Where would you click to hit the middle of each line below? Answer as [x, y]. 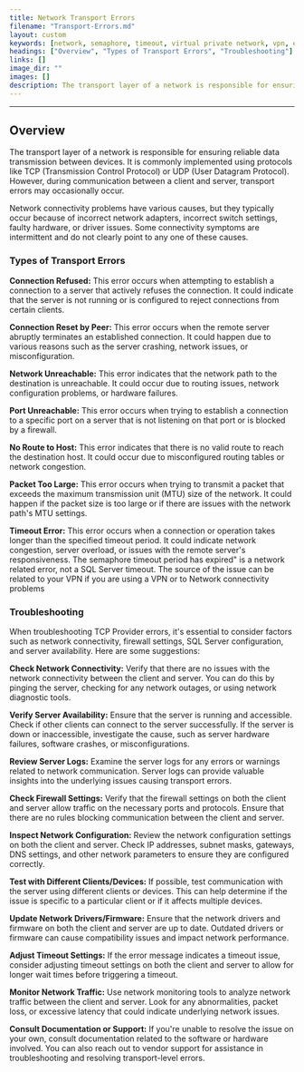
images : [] [30, 77]
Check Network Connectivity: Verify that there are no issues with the [140, 668]
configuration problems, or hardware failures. [94, 393]
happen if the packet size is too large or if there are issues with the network [150, 503]
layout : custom [38, 34]
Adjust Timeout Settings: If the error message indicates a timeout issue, [145, 955]
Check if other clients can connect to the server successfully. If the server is [152, 725]
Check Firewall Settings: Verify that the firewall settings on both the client [148, 798]
